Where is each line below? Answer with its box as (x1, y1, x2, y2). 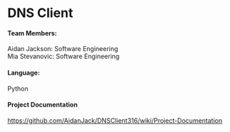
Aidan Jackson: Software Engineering (7, 45, 119, 53)
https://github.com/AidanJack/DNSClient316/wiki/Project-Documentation (7, 116, 223, 125)
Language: (7, 68, 41, 77)
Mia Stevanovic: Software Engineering (7, 52, 120, 61)
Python (7, 84, 29, 93)
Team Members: (7, 28, 57, 37)
